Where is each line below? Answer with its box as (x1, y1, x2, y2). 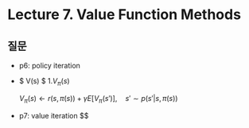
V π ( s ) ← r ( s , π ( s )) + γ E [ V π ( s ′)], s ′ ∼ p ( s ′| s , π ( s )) (18, 93, 178, 105)
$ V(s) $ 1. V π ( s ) (18, 76, 70, 87)
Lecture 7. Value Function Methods (7, 6, 242, 24)
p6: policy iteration (18, 61, 81, 70)
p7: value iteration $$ (18, 111, 89, 120)
